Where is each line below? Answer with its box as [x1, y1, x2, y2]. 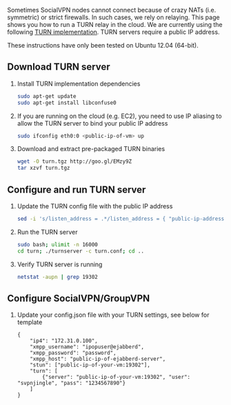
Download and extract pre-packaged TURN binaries [17, 145, 165, 153]
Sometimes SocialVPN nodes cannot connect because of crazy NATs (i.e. [7, 6, 217, 14]
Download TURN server [7, 61, 110, 73]
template [17, 318, 43, 326]
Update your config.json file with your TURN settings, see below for [17, 310, 210, 319]
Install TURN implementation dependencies [17, 79, 141, 88]
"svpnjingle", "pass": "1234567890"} [17, 379, 126, 387]
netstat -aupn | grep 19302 [17, 273, 98, 280]
